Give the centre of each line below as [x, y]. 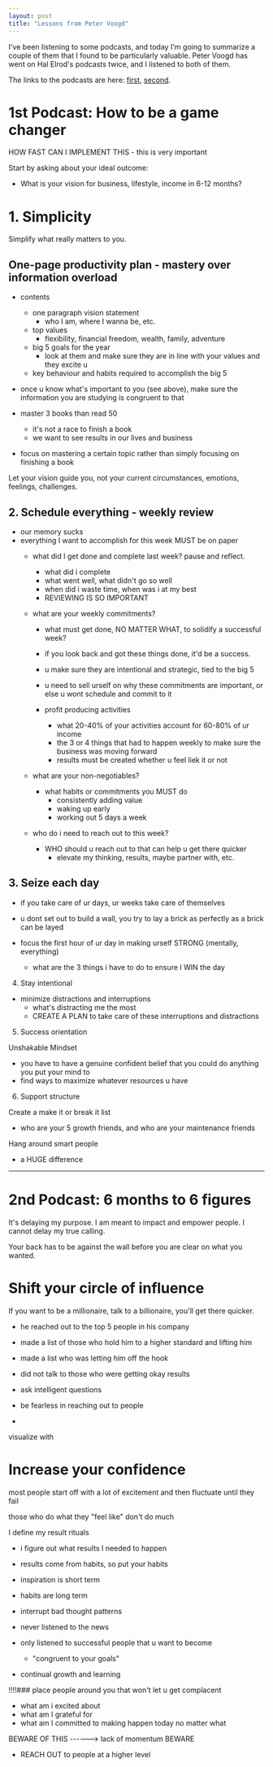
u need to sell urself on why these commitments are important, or [154, 685]
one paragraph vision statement [86, 313]
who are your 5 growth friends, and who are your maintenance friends [138, 1128]
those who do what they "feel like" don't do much [91, 1517]
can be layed [42, 927]
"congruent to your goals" [76, 1658]
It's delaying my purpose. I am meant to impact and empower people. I [127, 1222]
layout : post [30, 16]
